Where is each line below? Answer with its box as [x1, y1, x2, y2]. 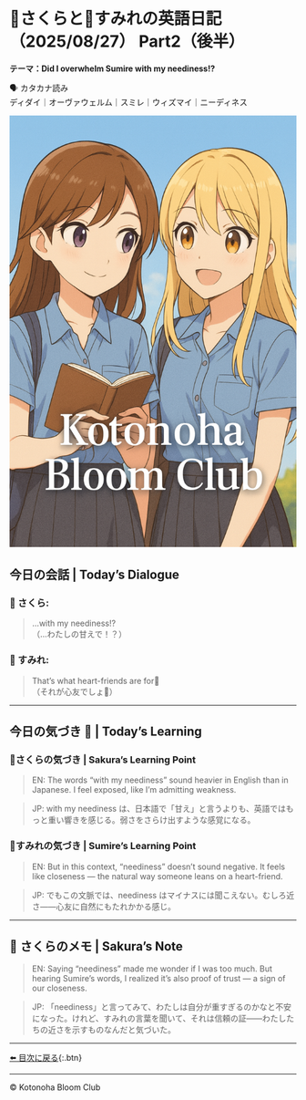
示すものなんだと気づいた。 [71, 1024, 176, 1035]
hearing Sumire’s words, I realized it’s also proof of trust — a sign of [31, 973, 286, 984]
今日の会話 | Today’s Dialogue [9, 567, 179, 583]
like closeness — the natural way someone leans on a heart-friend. [31, 870, 284, 881]
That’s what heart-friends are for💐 [31, 675, 160, 686]
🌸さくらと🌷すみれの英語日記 [9, 8, 222, 29]
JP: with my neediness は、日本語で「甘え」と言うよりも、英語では [31, 804, 287, 815]
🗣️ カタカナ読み [9, 82, 69, 93]
